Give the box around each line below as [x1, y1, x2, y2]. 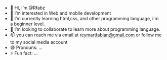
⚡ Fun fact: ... [10, 50, 38, 56]
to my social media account [10, 39, 68, 45]
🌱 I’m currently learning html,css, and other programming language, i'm [10, 16, 159, 21]
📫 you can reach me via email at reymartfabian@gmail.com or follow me [10, 32, 162, 38]
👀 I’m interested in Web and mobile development [10, 10, 111, 16]
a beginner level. [10, 21, 45, 27]
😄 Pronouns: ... [10, 44, 43, 50]
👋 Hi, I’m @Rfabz [10, 5, 46, 11]
